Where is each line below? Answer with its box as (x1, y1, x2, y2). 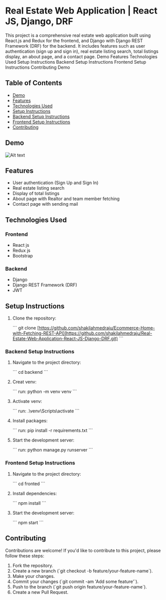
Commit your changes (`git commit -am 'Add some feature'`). (12, 578, 139, 584)
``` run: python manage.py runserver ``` (12, 447, 93, 453)
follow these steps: (5, 552, 44, 559)
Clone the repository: (12, 315, 57, 321)
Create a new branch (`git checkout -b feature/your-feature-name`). (12, 567, 153, 574)
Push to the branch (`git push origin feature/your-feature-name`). (12, 583, 147, 589)
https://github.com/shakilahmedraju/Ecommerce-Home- (39, 325, 155, 331)
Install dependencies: (12, 490, 57, 496)
